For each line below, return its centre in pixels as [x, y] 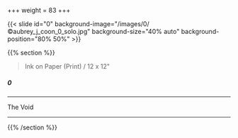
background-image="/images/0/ [102, 24]
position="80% [29, 39]
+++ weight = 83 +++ [39, 10]
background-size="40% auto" [136, 31]
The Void [21, 107]
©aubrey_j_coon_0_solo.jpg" [49, 31]
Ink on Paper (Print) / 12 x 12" [67, 66]
